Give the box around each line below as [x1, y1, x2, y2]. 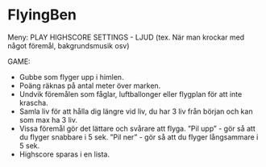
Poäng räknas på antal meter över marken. [19, 81, 161, 90]
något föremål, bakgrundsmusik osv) [7, 40, 130, 50]
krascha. [19, 98, 49, 107]
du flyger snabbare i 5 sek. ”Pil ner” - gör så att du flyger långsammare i [19, 132, 259, 142]
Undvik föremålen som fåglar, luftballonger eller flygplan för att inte [19, 89, 243, 98]
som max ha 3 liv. [19, 115, 78, 124]
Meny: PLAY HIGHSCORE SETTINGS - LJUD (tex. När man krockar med [7, 32, 245, 42]
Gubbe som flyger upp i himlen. [19, 72, 124, 81]
